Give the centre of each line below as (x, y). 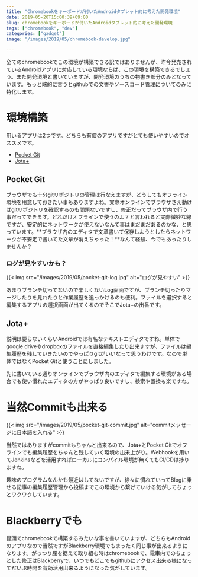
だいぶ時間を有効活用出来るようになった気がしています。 (81, 568)
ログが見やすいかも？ (36, 263)
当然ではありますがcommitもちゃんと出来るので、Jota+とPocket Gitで (92, 445)
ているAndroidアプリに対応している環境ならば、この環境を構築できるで (93, 69)
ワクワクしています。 (37, 494)
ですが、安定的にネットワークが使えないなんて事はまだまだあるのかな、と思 (99, 224)
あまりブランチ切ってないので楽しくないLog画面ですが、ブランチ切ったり (96, 290)
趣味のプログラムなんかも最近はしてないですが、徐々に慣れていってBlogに (97, 479)
